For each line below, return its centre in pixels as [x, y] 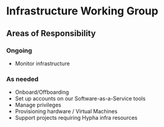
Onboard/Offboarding [42, 92]
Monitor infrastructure [43, 63]
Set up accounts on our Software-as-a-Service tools [80, 99]
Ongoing [19, 51]
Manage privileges [38, 105]
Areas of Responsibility [51, 33]
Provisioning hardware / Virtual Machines [66, 111]
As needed [23, 79]
